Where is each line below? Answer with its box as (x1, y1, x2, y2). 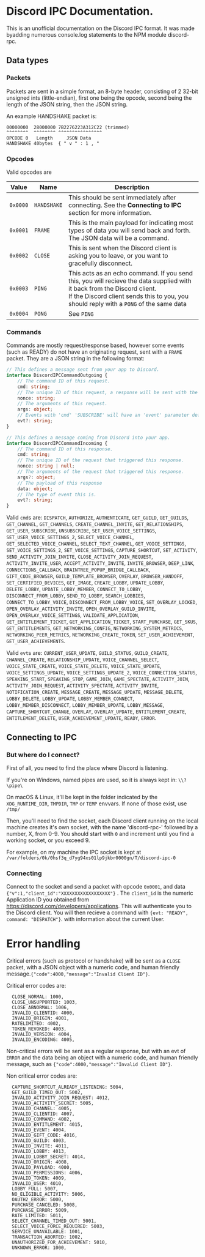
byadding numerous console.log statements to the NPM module (6, 31, 167, 38)
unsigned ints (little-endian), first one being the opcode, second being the (6, 94, 192, 102)
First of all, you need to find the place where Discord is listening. (6, 764, 168, 772)
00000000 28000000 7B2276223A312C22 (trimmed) (6, 124, 130, 130)
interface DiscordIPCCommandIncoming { (6, 440, 108, 446)
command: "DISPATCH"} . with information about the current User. (6, 916, 165, 923)
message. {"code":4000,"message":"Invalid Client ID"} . (6, 970, 150, 977)
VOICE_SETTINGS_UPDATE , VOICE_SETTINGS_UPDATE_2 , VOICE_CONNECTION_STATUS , (6, 669, 197, 676)
